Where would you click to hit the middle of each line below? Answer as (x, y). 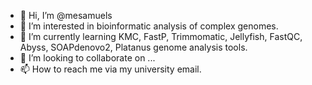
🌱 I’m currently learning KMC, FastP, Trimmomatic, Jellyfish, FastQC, (161, 36)
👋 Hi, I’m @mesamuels (66, 15)
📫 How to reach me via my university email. (110, 69)
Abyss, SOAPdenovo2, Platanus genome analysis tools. (133, 47)
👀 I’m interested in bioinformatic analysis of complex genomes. (149, 26)
